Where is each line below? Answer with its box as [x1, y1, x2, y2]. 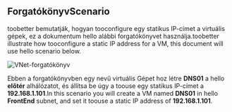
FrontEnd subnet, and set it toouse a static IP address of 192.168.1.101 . [7, 97, 213, 105]
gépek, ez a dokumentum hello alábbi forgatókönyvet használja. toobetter [7, 32, 220, 40]
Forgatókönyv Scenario [7, 6, 111, 18]
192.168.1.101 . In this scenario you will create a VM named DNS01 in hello [7, 89, 219, 97]
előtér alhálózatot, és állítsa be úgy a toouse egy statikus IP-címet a [7, 81, 204, 90]
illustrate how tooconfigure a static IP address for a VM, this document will [7, 39, 224, 48]
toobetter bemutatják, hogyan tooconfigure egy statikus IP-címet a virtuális [7, 24, 226, 32]
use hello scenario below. [7, 46, 81, 55]
